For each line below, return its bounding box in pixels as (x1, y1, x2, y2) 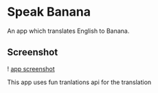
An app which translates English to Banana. (7, 27, 130, 35)
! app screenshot (7, 64, 55, 72)
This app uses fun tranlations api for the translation (7, 78, 152, 86)
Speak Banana (7, 4, 91, 20)
